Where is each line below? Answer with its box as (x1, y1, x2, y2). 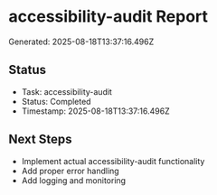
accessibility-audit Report (8, 6, 209, 27)
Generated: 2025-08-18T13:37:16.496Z (8, 36, 155, 47)
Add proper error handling (21, 165, 119, 176)
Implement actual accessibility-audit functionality (21, 155, 205, 166)
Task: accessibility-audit (21, 86, 112, 97)
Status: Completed (21, 96, 91, 107)
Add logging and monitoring (21, 174, 127, 186)
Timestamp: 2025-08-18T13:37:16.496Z (21, 106, 170, 116)
